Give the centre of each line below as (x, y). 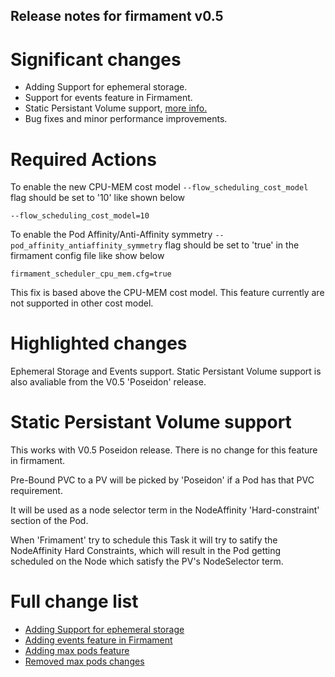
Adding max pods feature (77, 651)
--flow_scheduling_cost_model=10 (80, 216)
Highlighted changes (99, 343)
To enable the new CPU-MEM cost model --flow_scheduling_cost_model (159, 187)
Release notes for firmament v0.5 (117, 16)
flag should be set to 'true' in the (232, 245)
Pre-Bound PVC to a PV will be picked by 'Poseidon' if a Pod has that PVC (162, 480)
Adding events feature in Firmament (98, 640)
